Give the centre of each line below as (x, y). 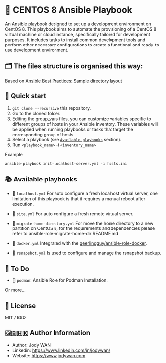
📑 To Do (17, 268)
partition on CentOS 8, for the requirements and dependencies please (83, 228)
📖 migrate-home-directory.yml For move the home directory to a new (83, 223)
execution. (23, 204)
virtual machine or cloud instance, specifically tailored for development (78, 34)
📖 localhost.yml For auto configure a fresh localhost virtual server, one (85, 194)
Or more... (15, 290)
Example (14, 154)
